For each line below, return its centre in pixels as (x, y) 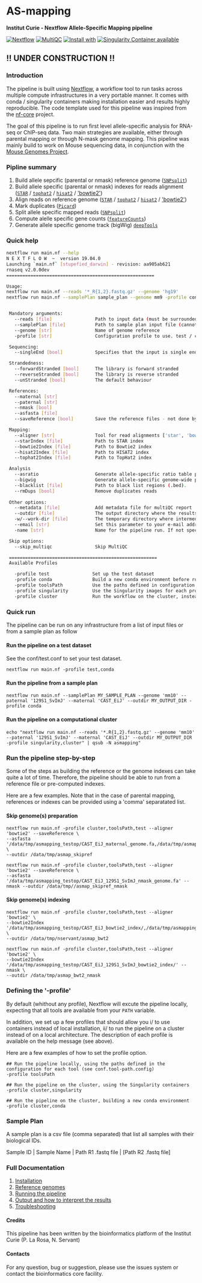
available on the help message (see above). (60, 1041)
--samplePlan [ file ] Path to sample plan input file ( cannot (106, 325)
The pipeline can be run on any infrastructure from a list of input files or (95, 625)
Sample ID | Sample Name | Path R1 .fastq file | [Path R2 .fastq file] (88, 1152)
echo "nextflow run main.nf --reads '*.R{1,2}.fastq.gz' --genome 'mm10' (101, 732)
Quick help (22, 240)
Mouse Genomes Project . (38, 151)
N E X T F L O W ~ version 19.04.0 (54, 259)
